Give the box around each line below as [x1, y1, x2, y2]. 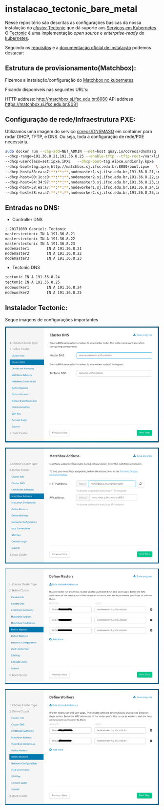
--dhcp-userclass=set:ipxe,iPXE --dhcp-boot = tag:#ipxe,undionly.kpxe [5, 159, 154, 164]
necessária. [5, 138, 28, 145]
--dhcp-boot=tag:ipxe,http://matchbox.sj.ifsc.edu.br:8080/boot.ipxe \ [5, 164, 159, 169]
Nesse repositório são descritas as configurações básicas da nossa [5, 20, 142, 25]
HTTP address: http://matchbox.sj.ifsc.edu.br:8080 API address [5, 96, 133, 102]
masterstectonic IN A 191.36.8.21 [5, 231, 76, 237]
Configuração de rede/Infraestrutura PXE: [5, 115, 136, 124]
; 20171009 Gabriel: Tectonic [5, 226, 67, 232]
